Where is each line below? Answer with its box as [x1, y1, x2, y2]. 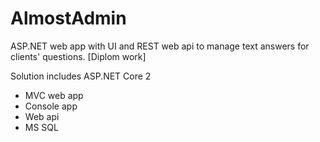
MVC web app [24, 89, 84, 101]
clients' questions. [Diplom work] [10, 50, 147, 62]
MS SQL [24, 121, 59, 133]
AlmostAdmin [10, 7, 127, 30]
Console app [24, 100, 78, 112]
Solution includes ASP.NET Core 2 [10, 70, 152, 82]
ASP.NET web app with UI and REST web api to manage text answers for [10, 40, 310, 52]
